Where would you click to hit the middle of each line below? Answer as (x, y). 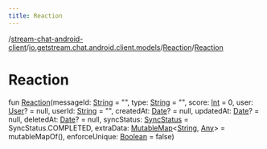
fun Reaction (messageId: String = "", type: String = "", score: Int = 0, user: (131, 102)
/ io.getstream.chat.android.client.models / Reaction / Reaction (125, 47)
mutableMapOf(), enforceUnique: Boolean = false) (91, 136)
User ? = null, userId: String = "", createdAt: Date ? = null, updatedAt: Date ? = (134, 110)
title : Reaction (35, 16)
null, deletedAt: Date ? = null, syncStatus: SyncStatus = (99, 119)
